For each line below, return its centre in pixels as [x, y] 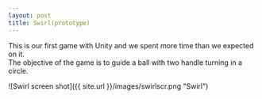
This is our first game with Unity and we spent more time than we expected [131, 45]
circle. [19, 70]
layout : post [30, 15]
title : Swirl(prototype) [49, 23]
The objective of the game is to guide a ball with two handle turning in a [125, 62]
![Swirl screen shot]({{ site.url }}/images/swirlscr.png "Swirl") [108, 86]
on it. [17, 54]
